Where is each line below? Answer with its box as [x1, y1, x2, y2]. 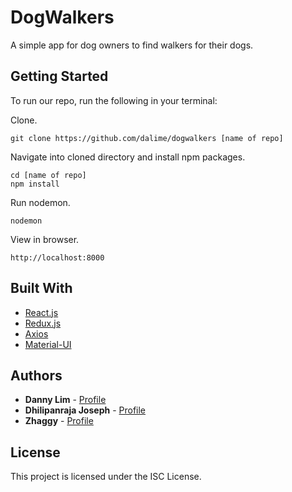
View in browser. [10, 233, 80, 245]
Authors [10, 367, 63, 384]
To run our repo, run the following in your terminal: [10, 94, 218, 106]
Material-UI [24, 338, 72, 350]
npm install [10, 179, 60, 189]
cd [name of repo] [10, 170, 87, 180]
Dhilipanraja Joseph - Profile [24, 404, 147, 416]
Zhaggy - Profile [24, 415, 94, 427]
